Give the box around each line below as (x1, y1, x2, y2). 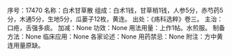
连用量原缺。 (7, 41, 44, 49)
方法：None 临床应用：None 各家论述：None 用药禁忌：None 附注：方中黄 (7, 32, 224, 41)
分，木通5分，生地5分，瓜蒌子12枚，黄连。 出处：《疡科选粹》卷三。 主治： (7, 15, 224, 23)
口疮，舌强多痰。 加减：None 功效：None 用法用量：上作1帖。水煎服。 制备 (7, 24, 226, 31)
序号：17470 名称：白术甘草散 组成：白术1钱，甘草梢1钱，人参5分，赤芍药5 (7, 6, 224, 14)
